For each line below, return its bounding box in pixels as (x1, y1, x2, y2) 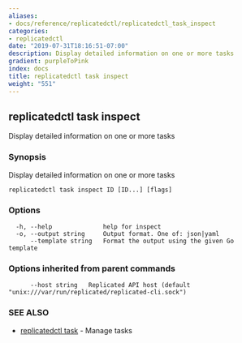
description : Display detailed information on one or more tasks (8, 49, 234, 58)
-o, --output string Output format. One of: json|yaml (15, 229, 220, 238)
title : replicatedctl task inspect (8, 72, 129, 80)
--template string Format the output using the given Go (29, 237, 234, 245)
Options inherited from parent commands (8, 263, 176, 274)
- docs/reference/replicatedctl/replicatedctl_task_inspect (8, 19, 217, 28)
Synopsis (8, 152, 46, 163)
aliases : (8, 11, 38, 20)
